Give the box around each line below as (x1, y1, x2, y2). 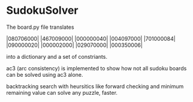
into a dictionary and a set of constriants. (6, 53, 108, 60)
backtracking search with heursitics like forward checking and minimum (6, 82, 184, 90)
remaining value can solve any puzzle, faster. (6, 89, 118, 96)
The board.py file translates (6, 23, 74, 31)
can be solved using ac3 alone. (6, 71, 83, 78)
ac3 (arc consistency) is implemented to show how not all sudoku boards (6, 64, 187, 72)
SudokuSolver (6, 4, 79, 17)
